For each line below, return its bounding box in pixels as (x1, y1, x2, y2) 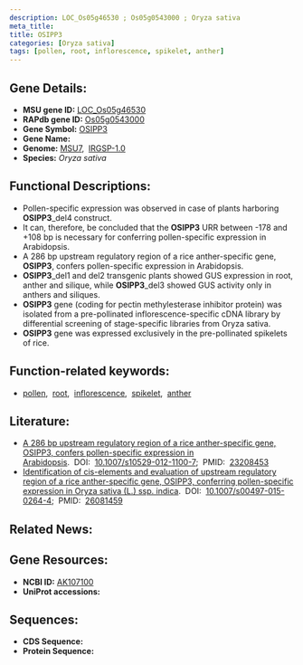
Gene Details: (9, 81, 88, 96)
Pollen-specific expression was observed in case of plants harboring (22, 203, 279, 214)
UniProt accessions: (22, 585, 101, 597)
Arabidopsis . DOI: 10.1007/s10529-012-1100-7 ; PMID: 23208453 (22, 457, 270, 468)
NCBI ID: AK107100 (22, 576, 94, 587)
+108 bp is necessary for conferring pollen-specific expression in (22, 232, 267, 242)
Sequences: (9, 612, 79, 627)
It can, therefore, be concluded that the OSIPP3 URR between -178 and (22, 222, 288, 233)
